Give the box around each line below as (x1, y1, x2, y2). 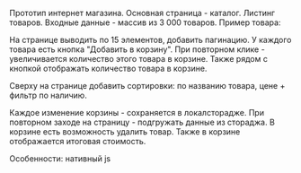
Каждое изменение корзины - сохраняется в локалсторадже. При (9, 108, 265, 117)
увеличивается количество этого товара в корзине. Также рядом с (9, 54, 268, 64)
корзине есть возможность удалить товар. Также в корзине (9, 126, 241, 137)
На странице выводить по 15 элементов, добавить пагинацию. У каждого (9, 35, 292, 45)
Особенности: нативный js (9, 153, 111, 164)
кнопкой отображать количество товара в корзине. (9, 63, 208, 74)
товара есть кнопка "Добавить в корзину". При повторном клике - (9, 44, 265, 55)
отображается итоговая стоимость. (9, 136, 146, 146)
